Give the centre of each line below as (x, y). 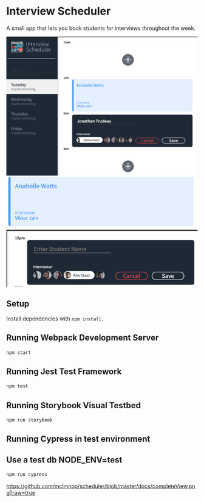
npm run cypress (27, 475)
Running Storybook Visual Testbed (74, 405)
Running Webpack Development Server (83, 338)
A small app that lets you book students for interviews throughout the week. (101, 28)
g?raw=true (21, 492)
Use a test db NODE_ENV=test (64, 460)
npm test (17, 386)
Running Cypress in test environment (78, 439)
